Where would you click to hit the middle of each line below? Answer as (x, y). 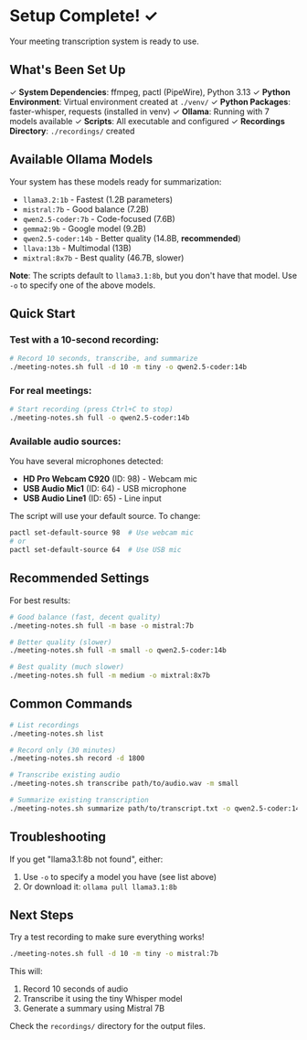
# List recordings (44, 725)
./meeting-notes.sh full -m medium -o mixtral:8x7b (110, 676)
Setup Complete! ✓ (84, 16)
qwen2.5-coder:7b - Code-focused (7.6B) (99, 218)
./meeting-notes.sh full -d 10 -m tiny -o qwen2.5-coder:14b (128, 367)
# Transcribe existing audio (65, 775)
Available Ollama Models (81, 159)
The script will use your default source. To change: (105, 516)
